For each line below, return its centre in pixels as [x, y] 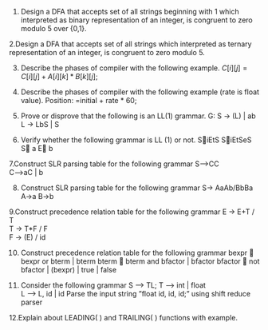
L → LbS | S [39, 124]
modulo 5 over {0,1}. [53, 28]
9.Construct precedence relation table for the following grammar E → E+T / [132, 212]
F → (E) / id [28, 237]
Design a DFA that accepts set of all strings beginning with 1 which [130, 12]
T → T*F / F [29, 229]
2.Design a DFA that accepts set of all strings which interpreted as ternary [130, 44]
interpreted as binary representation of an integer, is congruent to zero [137, 20]
